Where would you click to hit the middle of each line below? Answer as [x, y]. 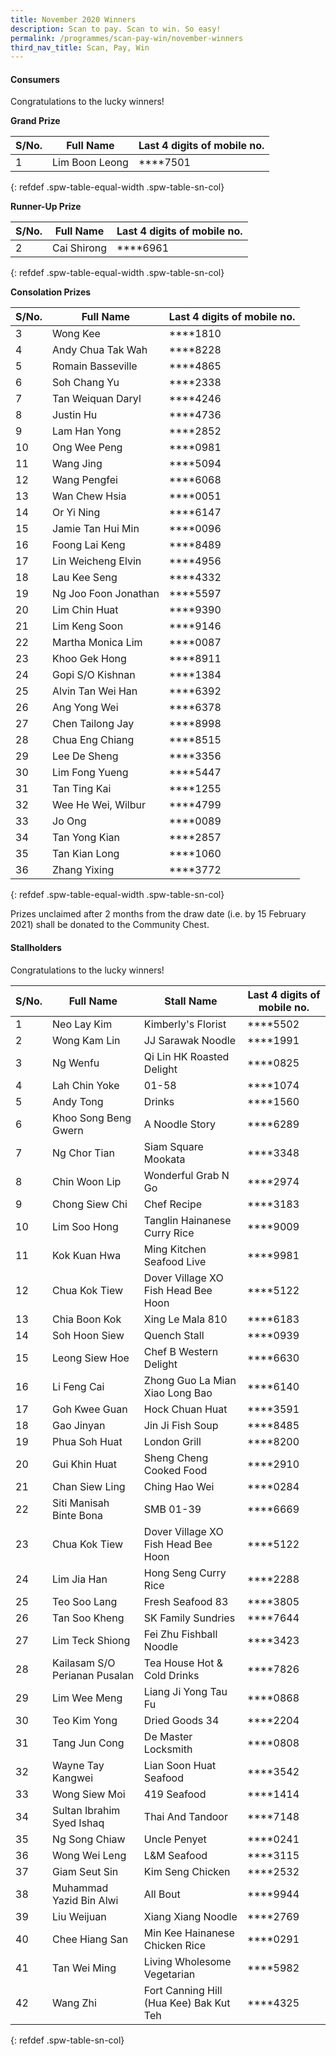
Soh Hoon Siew [88, 1335]
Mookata [164, 1159]
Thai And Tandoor [185, 1816]
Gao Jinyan [79, 1425]
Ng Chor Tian [83, 1153]
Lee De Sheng [85, 756]
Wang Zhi [74, 2003]
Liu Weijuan [79, 1916]
